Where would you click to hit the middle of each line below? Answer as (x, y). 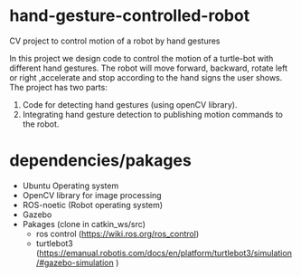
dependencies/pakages (100, 161)
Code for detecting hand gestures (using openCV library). (130, 104)
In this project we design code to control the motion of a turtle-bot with (141, 58)
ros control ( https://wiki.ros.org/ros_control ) (118, 234)
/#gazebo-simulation (75, 263)
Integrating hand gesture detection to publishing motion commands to (152, 114)
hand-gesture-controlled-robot (130, 16)
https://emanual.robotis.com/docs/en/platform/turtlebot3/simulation (165, 253)
